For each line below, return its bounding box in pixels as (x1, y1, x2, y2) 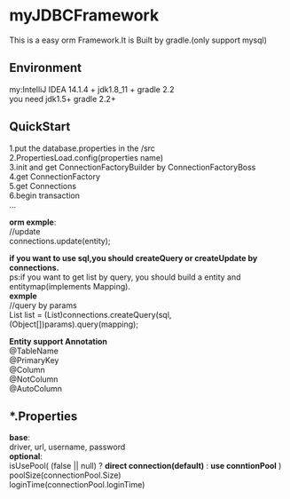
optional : (9, 451, 43, 462)
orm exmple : (9, 217, 57, 227)
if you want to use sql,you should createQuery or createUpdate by (9, 252, 258, 263)
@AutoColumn (9, 383, 63, 393)
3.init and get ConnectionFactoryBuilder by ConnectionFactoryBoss (9, 162, 256, 172)
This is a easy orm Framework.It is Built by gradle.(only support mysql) (9, 35, 268, 45)
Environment (9, 60, 82, 75)
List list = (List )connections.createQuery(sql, (9, 309, 172, 320)
